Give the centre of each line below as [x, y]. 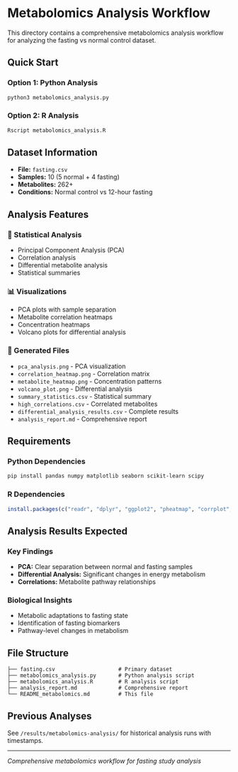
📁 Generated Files [38, 351]
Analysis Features [48, 214]
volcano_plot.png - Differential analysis [75, 389]
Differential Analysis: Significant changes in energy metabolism [112, 574]
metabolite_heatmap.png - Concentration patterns [90, 381]
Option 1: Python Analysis [52, 83]
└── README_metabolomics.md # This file [80, 694]
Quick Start [33, 63]
